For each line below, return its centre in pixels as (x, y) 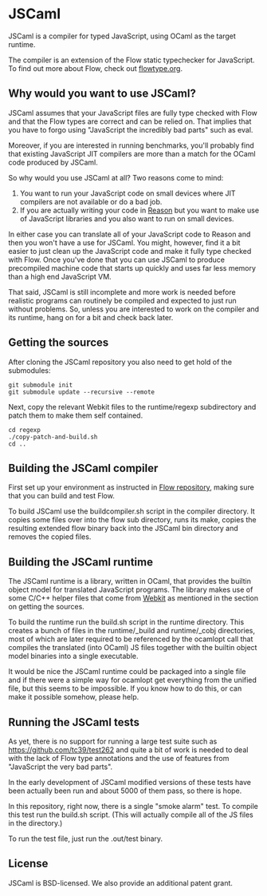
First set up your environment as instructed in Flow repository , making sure (132, 487)
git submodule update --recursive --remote (82, 392)
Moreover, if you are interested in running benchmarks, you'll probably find (132, 145)
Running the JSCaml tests (74, 722)
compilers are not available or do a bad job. (91, 201)
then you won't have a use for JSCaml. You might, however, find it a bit (124, 242)
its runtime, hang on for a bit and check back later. (91, 317)
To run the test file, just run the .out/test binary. (86, 839)
